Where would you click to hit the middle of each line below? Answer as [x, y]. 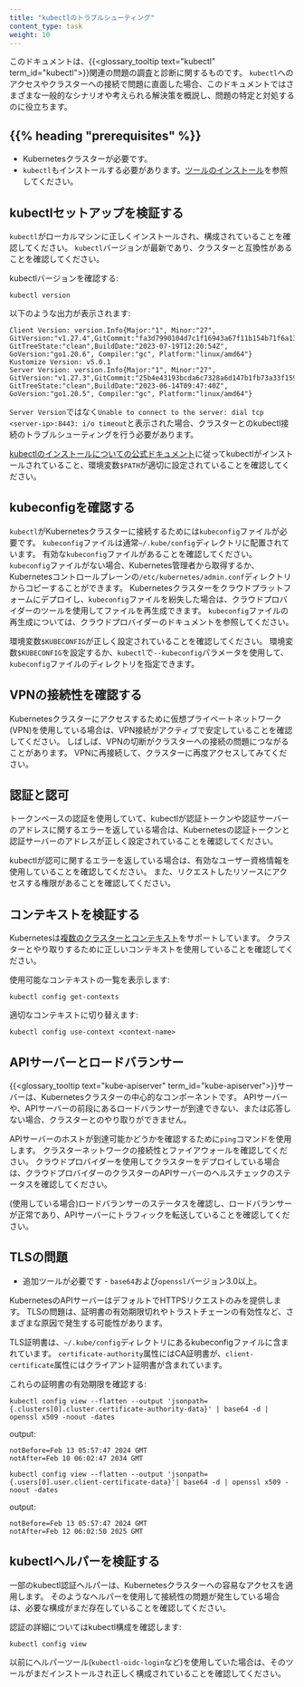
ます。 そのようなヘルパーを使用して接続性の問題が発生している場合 [152, 1596]
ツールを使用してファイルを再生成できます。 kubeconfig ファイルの [165, 610]
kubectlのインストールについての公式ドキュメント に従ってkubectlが [136, 453]
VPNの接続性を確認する [76, 695]
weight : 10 [30, 34]
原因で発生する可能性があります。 [104, 1323]
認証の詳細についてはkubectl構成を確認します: [95, 1626]
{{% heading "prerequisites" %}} [105, 135]
